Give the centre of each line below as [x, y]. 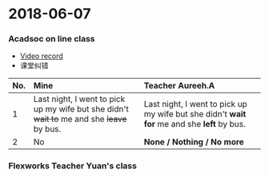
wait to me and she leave [80, 119]
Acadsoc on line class [52, 39]
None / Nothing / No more [194, 142]
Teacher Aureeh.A [179, 86]
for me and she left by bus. [195, 124]
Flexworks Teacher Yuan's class [73, 166]
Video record [42, 56]
